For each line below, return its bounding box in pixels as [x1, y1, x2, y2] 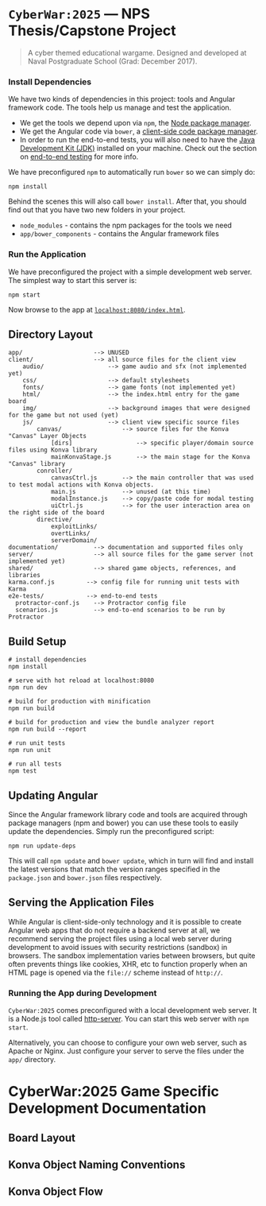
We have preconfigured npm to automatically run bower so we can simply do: [8, 168, 256, 177]
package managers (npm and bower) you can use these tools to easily [8, 818, 239, 828]
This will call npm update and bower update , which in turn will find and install [8, 855, 254, 865]
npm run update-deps [8, 842, 77, 850]
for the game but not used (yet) [8, 411, 119, 420]
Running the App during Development [8, 987, 157, 999]
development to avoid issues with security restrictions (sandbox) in [8, 942, 228, 952]
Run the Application [8, 249, 87, 260]
